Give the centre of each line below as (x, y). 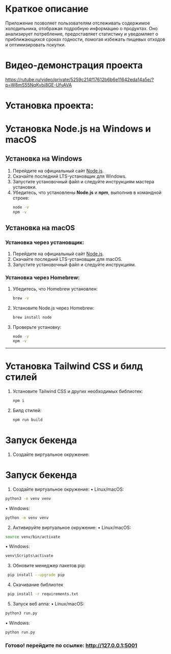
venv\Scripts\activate (29, 556)
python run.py (20, 632)
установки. (25, 187)
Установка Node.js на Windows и (78, 129)
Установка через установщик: (45, 243)
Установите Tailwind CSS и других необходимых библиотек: (78, 392)
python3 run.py (21, 613)
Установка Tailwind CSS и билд (74, 366)
